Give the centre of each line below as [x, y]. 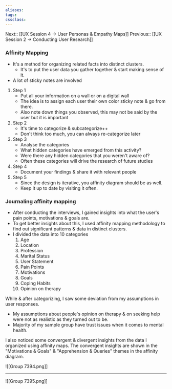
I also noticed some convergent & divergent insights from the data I [76, 340]
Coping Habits [36, 283]
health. [20, 330]
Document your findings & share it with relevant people [78, 171]
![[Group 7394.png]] [27, 366]
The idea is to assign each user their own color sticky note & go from [93, 101]
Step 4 [20, 166]
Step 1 [19, 90]
